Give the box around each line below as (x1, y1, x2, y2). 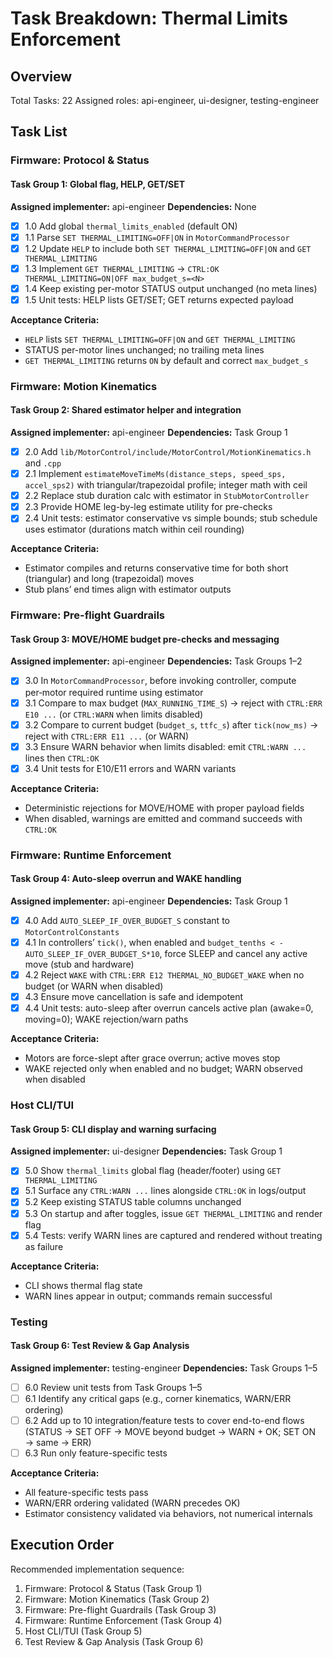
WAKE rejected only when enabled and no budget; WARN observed (24, 1063, 303, 1075)
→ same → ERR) (24, 1436, 92, 1448)
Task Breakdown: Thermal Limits (10, 7, 288, 30)
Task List (10, 123, 68, 141)
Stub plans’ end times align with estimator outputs (24, 583, 232, 596)
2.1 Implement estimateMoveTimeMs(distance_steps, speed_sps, (24, 468, 287, 480)
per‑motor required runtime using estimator (24, 686, 204, 698)
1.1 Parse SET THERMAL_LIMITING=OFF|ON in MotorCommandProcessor (24, 231, 290, 243)
